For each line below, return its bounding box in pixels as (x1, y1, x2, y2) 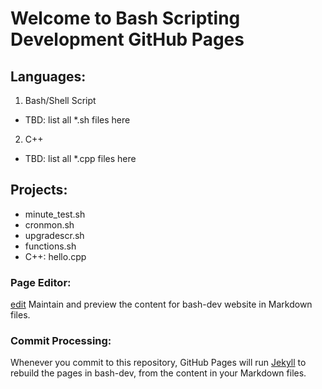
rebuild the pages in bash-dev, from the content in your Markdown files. (10, 367, 307, 379)
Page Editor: (10, 275, 72, 289)
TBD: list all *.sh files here (24, 114, 131, 126)
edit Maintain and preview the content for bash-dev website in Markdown (10, 298, 313, 311)
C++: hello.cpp (24, 250, 87, 262)
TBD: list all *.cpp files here (24, 153, 137, 164)
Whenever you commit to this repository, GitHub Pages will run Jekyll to (10, 357, 307, 369)
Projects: (10, 182, 68, 199)
